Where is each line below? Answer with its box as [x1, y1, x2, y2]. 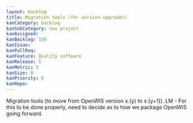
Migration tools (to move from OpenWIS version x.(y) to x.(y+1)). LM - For [6, 97, 187, 104]
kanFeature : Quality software [6, 53, 82, 59]
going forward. [6, 110, 43, 117]
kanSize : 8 [6, 70, 34, 76]
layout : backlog [6, 8, 47, 15]
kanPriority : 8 [6, 75, 44, 81]
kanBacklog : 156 [6, 36, 47, 42]
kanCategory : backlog [6, 20, 61, 26]
